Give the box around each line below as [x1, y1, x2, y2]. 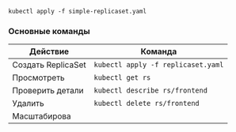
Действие [29, 46, 70, 57]
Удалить [12, 98, 45, 109]
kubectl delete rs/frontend [93, 99, 200, 108]
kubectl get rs [93, 74, 151, 82]
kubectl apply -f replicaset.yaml [93, 60, 224, 70]
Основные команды [8, 25, 90, 36]
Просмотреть [12, 72, 65, 83]
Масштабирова [12, 111, 71, 122]
